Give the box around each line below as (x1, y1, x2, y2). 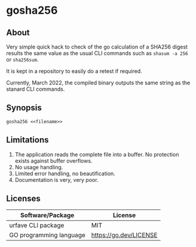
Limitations (6, 135, 49, 145)
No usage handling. (14, 163, 63, 170)
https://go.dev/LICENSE (91, 231, 158, 239)
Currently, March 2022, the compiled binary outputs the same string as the (6, 79, 191, 86)
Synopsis (6, 103, 42, 113)
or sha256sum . (6, 56, 39, 63)
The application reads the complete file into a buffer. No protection (14, 151, 179, 158)
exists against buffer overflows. (14, 157, 93, 164)
